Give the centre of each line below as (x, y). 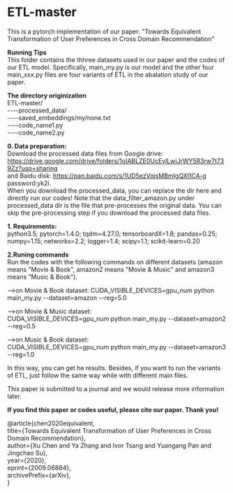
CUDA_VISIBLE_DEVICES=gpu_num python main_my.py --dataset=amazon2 (116, 319)
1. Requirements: (32, 226)
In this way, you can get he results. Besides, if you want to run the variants (114, 367)
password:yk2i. (29, 183)
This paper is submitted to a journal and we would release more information (116, 388)
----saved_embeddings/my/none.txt (59, 117)
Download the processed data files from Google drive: (85, 153)
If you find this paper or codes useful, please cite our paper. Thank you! (113, 409)
